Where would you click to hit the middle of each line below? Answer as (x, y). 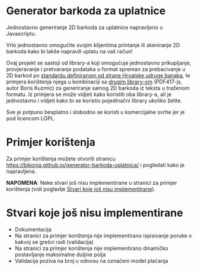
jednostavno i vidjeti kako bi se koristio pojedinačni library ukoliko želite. (94, 100)
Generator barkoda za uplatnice (86, 11)
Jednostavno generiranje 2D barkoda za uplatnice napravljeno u (84, 27)
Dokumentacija (33, 229)
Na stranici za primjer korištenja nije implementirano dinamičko (92, 248)
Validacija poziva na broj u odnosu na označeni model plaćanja (91, 261)
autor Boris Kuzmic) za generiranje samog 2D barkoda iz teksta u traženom (98, 88)
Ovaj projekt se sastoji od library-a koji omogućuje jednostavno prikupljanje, (99, 63)
